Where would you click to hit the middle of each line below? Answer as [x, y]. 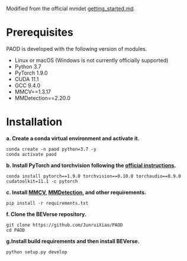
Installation [34, 122]
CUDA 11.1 [27, 79]
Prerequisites [40, 33]
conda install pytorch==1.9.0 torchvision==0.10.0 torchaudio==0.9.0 [94, 176]
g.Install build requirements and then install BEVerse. [73, 241]
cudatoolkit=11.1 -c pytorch [42, 181]
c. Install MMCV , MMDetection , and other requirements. [76, 192]
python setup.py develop [37, 252]
